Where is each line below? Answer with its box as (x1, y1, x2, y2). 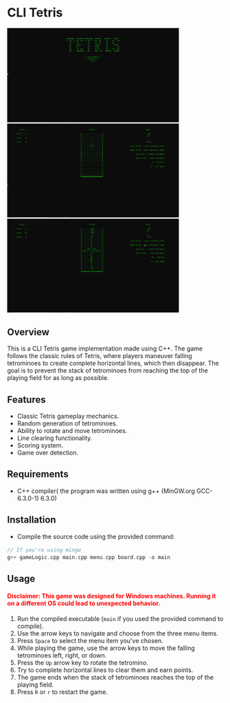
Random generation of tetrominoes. (16, 419, 118, 428)
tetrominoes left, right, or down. (16, 651, 107, 659)
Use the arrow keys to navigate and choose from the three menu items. (16, 629, 218, 638)
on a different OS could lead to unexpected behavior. (7, 599, 161, 607)
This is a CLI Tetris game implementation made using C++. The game (7, 344, 203, 353)
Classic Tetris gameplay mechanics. (16, 412, 119, 421)
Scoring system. (16, 441, 64, 450)
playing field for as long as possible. (7, 374, 109, 382)
